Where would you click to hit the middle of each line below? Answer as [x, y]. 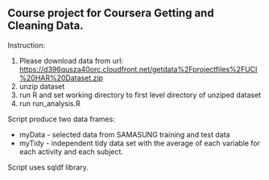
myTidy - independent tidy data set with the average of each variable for [140, 143]
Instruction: [27, 45]
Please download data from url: [71, 60]
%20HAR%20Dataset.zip [61, 78]
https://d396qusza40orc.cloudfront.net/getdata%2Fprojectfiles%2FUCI [138, 69]
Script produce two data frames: [62, 119]
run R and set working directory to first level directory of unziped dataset [140, 95]
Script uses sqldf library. [48, 167]
